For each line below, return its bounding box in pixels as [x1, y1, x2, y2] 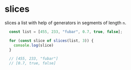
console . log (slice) [13, 43, 54, 48]
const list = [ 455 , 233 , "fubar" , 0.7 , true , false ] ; [9, 29, 123, 34]
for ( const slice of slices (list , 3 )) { [9, 38, 94, 43]
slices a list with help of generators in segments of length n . [4, 20, 127, 26]
